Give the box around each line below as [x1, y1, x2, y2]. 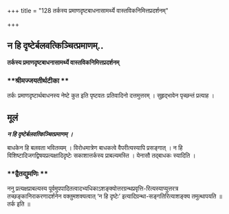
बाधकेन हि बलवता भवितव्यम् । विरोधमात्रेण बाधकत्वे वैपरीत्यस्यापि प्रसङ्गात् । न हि [7, 143, 183, 152]
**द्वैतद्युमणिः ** [7, 169, 48, 178]
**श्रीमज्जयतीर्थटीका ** [7, 75, 69, 85]
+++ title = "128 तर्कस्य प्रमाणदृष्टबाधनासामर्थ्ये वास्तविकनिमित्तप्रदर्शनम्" [7, 7, 168, 14]
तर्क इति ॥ [7, 200, 31, 209]
